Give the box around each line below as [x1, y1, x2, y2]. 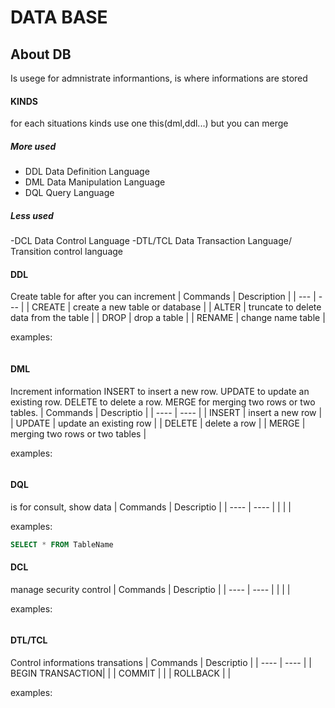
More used [10, 140, 57, 152]
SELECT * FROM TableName [10, 539, 114, 550]
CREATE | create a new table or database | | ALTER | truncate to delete [31, 301, 322, 313]
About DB [10, 46, 72, 63]
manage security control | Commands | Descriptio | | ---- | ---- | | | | [10, 583, 291, 595]
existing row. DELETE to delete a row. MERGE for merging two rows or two [10, 396, 316, 408]
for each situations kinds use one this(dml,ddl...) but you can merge [10, 117, 289, 130]
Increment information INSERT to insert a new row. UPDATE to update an [10, 385, 310, 397]
